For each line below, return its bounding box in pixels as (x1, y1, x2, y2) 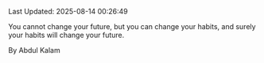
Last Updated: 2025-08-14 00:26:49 (8, 7, 129, 16)
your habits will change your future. (8, 31, 125, 39)
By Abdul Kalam (8, 46, 61, 54)
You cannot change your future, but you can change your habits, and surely (8, 22, 256, 31)
